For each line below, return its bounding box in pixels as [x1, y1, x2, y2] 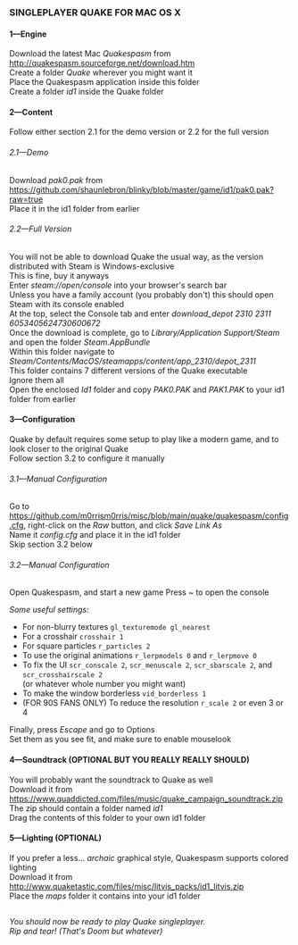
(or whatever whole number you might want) [21, 679, 186, 690]
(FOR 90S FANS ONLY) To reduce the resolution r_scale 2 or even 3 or [21, 698, 284, 708]
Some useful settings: [9, 605, 89, 615]
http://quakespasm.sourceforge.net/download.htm [9, 58, 195, 69]
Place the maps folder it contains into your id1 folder [9, 891, 201, 901]
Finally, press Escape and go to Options [9, 724, 155, 735]
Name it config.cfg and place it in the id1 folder [9, 530, 181, 540]
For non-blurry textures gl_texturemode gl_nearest [21, 622, 211, 632]
